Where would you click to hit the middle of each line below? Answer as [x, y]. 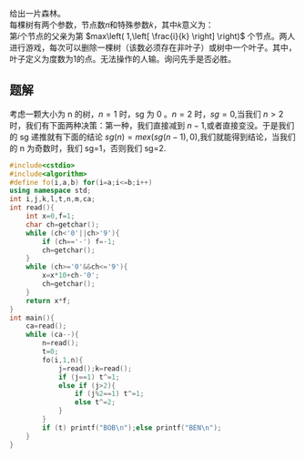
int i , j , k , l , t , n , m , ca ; [52, 199]
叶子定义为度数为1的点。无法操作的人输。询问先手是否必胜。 [123, 59]
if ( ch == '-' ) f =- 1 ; [79, 241]
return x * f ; [48, 300]
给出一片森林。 [37, 13]
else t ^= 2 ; [95, 402]
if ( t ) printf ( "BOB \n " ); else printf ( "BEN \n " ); [132, 427]
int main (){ [32, 318]
